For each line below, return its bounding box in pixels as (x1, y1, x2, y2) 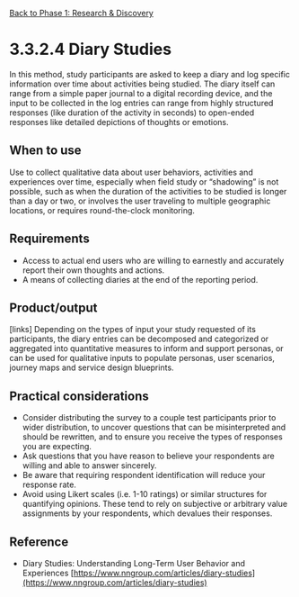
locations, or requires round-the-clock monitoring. (9, 204, 196, 215)
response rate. (22, 479, 76, 490)
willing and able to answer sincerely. (22, 460, 157, 471)
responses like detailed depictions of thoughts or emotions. (9, 116, 229, 127)
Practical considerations (9, 388, 150, 403)
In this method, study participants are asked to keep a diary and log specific (9, 68, 290, 79)
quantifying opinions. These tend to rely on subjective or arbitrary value (22, 499, 288, 510)
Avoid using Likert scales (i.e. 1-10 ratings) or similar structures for (22, 489, 268, 500)
